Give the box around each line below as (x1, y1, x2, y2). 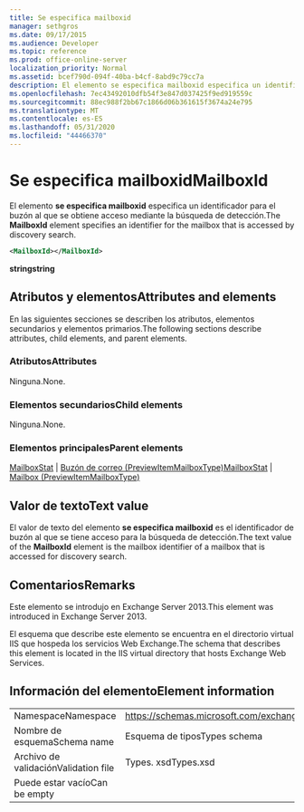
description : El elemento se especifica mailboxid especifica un (9, 81, 261, 90)
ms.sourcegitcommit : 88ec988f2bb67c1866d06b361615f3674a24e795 (9, 97, 253, 107)
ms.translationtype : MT (9, 106, 100, 115)
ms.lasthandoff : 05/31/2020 (9, 123, 116, 132)
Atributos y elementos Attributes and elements (9, 289, 277, 304)
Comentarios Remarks (9, 577, 136, 593)
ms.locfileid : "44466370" (9, 131, 107, 140)
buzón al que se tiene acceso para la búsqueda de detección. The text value (9, 532, 292, 543)
